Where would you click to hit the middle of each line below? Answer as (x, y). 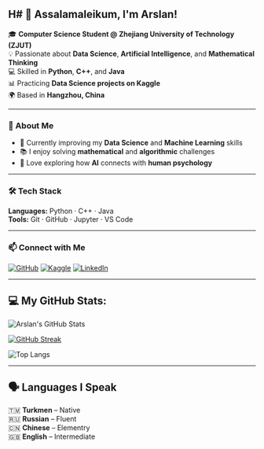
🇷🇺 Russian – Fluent (42, 419)
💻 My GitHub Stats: (58, 301)
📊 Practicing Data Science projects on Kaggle (84, 83)
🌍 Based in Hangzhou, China (57, 94)
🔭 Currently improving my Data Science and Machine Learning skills (131, 143)
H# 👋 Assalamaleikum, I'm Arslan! (93, 15)
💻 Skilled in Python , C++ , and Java (66, 71)
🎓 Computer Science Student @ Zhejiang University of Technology (121, 34)
